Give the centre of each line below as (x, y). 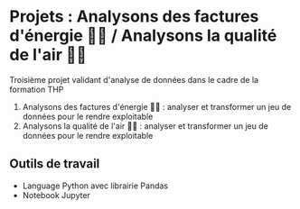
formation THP (37, 89)
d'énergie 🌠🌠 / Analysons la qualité (143, 36)
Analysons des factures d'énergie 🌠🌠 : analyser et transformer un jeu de (157, 106)
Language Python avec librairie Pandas (95, 186)
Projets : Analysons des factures (134, 17)
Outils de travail (55, 164)
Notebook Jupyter (56, 195)
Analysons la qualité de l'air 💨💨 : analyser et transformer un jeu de (145, 126)
